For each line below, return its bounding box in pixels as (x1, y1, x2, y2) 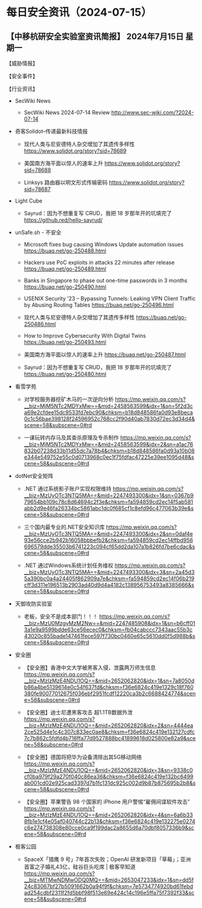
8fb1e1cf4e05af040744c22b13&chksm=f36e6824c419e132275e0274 (23, 818, 195, 824)
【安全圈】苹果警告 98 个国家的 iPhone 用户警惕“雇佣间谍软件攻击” (23, 798, 191, 805)
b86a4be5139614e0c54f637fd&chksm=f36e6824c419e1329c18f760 (23, 684, 194, 690)
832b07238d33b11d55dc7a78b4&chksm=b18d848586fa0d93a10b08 (23, 447, 195, 454)
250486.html (23, 321, 56, 328)
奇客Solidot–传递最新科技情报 (14, 127, 88, 135)
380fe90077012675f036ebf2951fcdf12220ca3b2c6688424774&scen (23, 690, 196, 697)
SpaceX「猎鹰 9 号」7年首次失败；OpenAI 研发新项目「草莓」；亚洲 (23, 856, 191, 863)
